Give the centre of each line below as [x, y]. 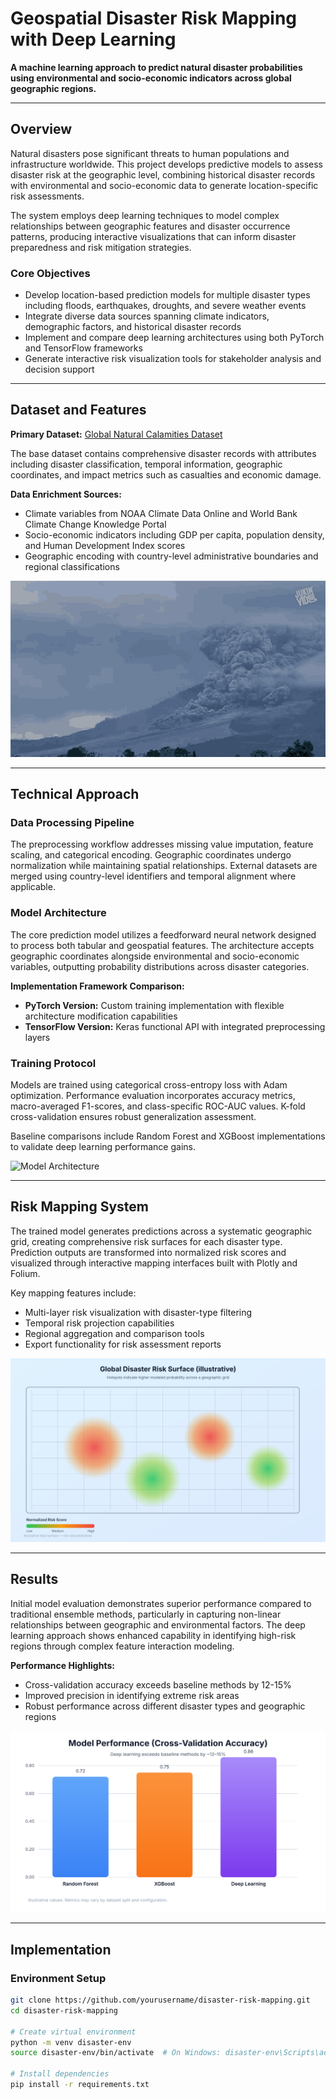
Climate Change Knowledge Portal [95, 524]
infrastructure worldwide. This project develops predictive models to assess [166, 164]
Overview [41, 129]
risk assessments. [47, 196]
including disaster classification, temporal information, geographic [146, 464]
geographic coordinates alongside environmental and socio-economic [155, 956]
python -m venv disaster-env [71, 2042]
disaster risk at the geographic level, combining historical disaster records [163, 174]
